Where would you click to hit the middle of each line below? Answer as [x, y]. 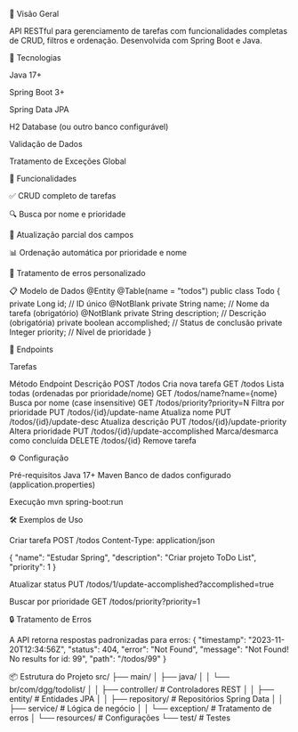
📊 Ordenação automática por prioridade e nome [98, 252]
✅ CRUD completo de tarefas [63, 195]
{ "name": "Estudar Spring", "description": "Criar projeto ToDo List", [133, 557]
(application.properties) [52, 484]
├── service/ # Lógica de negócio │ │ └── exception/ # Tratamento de [141, 708]
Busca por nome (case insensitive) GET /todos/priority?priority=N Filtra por [147, 403]
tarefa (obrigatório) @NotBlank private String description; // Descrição [138, 313]
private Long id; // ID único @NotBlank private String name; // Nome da [139, 304]
